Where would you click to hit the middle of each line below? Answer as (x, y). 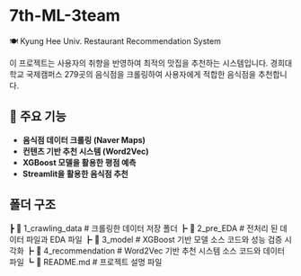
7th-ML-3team (65, 16)
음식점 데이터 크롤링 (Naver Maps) (84, 139)
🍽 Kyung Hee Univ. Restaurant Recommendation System (115, 40)
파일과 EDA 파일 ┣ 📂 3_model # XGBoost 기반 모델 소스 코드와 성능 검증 (154, 239)
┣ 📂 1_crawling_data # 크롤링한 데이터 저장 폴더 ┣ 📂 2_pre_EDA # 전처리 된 (144, 228)
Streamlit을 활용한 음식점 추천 (75, 174)
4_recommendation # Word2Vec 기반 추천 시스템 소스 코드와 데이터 (164, 250)
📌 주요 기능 (38, 116)
